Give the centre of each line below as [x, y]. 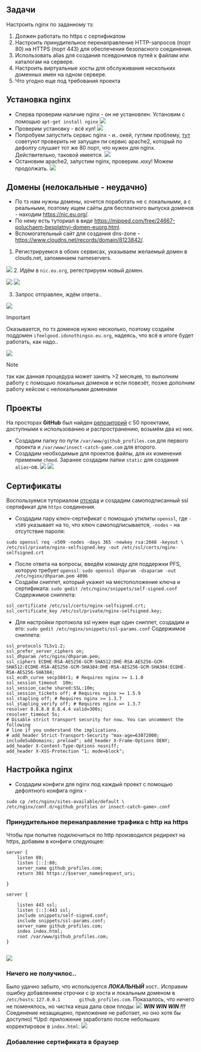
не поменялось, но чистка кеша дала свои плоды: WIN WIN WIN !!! [96, 1006]
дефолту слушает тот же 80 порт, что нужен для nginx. [85, 147]
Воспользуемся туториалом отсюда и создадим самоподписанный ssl [97, 500]
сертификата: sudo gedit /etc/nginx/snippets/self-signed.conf [96, 588]
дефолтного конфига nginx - [51, 790]
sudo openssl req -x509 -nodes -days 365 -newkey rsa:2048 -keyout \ [95, 543]
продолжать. [31, 168]
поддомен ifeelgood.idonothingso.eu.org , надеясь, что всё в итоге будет [100, 336]
